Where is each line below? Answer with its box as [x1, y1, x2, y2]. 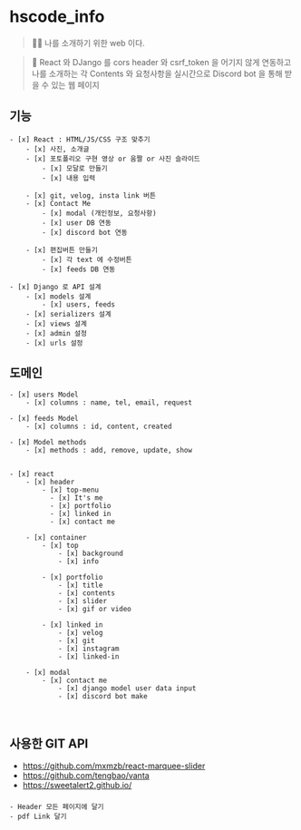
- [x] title [57, 581, 103, 590]
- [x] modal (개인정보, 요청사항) [42, 209, 157, 218]
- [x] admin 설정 [25, 328, 88, 337]
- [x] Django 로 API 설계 [9, 282, 102, 291]
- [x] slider [57, 596, 107, 605]
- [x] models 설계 [25, 292, 92, 301]
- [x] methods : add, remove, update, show [25, 445, 193, 454]
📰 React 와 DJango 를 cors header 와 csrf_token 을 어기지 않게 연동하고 [31, 56, 292, 67]
